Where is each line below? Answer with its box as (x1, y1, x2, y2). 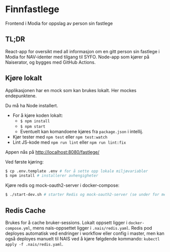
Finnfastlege (5, 4, 60, 15)
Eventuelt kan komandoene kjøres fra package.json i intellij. (20, 128, 143, 135)
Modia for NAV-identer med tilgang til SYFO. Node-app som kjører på (5, 54, 150, 60)
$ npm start (20, 124, 46, 129)
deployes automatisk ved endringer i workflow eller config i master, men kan (5, 230, 164, 236)
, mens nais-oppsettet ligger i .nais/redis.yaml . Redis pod (30, 225, 152, 231)
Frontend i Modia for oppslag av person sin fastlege (5, 20, 113, 26)
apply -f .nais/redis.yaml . (5, 241, 64, 247)
